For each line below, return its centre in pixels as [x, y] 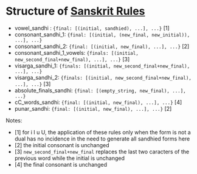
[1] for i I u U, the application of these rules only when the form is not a [102, 132]
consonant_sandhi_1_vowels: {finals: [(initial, [77, 52]
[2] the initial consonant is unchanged [62, 145]
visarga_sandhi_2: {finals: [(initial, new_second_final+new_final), [103, 77]
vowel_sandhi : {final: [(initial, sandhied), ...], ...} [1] [92, 28]
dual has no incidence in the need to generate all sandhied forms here [102, 139]
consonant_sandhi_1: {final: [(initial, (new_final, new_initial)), [102, 34]
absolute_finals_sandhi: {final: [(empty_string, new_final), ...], [100, 90]
